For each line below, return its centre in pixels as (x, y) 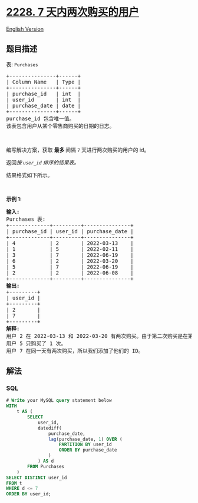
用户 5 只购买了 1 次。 (36, 343)
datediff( (49, 428)
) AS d (46, 461)
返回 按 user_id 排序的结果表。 (43, 162)
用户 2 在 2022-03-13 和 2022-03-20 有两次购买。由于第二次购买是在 (97, 336)
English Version (25, 29)
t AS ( (25, 412)
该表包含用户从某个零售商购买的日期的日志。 (60, 126)
